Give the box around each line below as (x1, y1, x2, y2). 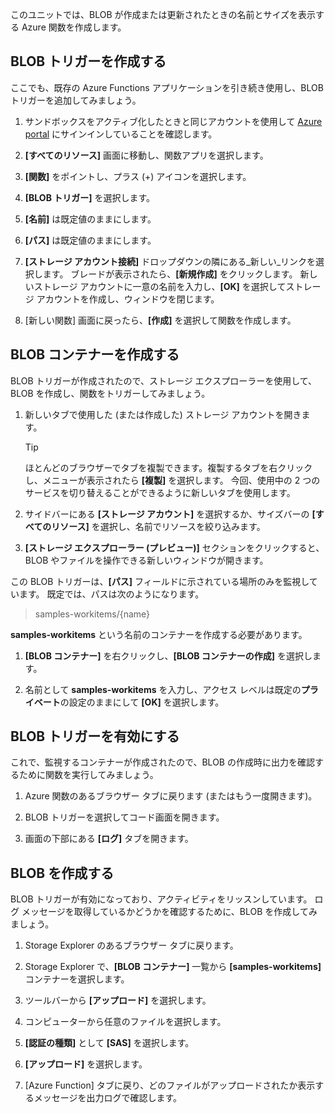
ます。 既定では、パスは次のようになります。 (18, 588, 205, 600)
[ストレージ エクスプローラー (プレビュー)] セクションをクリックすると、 (24, 541, 325, 553)
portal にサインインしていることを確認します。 (24, 128, 218, 140)
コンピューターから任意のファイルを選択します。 (24, 1016, 227, 1028)
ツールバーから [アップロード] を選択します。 (24, 994, 212, 1007)
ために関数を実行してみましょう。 (18, 769, 159, 781)
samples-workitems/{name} (34, 608, 151, 620)
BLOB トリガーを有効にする (10, 728, 180, 745)
